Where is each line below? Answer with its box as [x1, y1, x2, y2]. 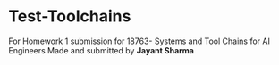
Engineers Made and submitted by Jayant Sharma [8, 45, 194, 55]
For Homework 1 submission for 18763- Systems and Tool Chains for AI [8, 36, 270, 46]
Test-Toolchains [8, 6, 131, 27]
